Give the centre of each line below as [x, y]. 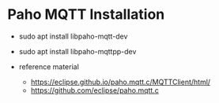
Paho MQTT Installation [86, 15]
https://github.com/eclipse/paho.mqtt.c [94, 90]
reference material [49, 66]
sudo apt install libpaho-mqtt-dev [73, 36]
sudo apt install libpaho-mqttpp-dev [77, 51]
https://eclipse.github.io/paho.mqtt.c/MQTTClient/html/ [121, 82]
